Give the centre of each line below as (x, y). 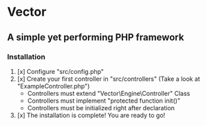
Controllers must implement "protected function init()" (104, 101)
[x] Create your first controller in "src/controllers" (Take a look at (109, 79)
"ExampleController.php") (53, 86)
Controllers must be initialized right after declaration (101, 108)
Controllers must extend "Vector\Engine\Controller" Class (109, 93)
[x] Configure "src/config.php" (61, 71)
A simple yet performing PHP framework (96, 37)
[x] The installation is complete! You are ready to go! (91, 115)
